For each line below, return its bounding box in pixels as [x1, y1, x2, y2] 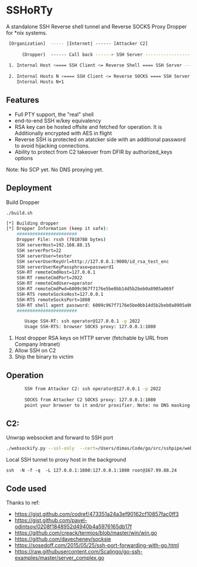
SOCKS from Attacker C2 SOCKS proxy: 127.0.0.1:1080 [24, 396, 157, 403]
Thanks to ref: [6, 499, 40, 506]
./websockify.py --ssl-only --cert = [6, 445, 98, 452]
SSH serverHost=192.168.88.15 [16, 242, 91, 248]
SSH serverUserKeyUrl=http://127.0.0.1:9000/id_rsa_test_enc [16, 258, 169, 265]
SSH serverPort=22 [16, 248, 62, 254]
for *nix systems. [6, 29, 47, 36]
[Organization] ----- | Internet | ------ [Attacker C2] [8, 41, 148, 46]
